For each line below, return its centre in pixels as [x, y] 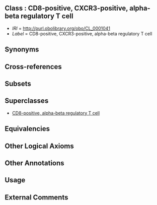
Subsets [18, 83]
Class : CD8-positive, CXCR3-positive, [66, 8]
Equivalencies [27, 129]
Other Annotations [34, 163]
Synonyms [22, 50]
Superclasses [27, 101]
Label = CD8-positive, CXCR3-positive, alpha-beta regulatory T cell [82, 33]
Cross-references [33, 67]
